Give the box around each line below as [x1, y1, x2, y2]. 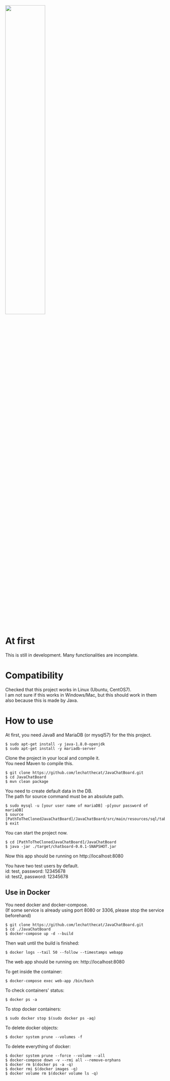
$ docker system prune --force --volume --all [5, 1053, 105, 1058]
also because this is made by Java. [5, 697, 78, 703]
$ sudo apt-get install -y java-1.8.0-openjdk [5, 741, 105, 747]
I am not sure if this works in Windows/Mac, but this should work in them [5, 692, 157, 698]
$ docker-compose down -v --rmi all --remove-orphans [5, 1057, 121, 1063]
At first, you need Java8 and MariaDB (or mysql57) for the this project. [5, 732, 152, 738]
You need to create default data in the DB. [5, 788, 93, 794]
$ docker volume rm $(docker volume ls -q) [5, 1071, 99, 1076]
